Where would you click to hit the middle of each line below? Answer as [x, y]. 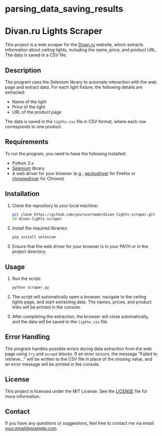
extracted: [15, 92]
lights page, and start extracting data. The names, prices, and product [82, 302]
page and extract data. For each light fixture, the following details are [74, 87]
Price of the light [29, 107]
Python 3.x [23, 163]
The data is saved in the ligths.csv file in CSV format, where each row [76, 121]
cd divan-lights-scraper [37, 219]
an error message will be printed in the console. [52, 364]
